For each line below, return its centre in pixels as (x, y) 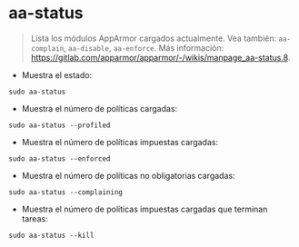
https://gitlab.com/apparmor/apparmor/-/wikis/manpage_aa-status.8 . (160, 57)
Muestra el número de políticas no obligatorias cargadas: (128, 175)
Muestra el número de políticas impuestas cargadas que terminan (145, 209)
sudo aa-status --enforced (60, 158)
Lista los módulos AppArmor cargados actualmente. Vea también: (154, 38)
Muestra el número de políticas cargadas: (100, 108)
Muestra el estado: (57, 74)
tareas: (35, 218)
